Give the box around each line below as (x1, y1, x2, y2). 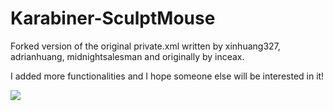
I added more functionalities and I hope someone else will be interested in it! (10, 70, 325, 82)
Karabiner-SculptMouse (10, 7, 216, 30)
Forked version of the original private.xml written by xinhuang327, (10, 40, 281, 52)
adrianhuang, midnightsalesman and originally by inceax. (10, 50, 245, 62)
